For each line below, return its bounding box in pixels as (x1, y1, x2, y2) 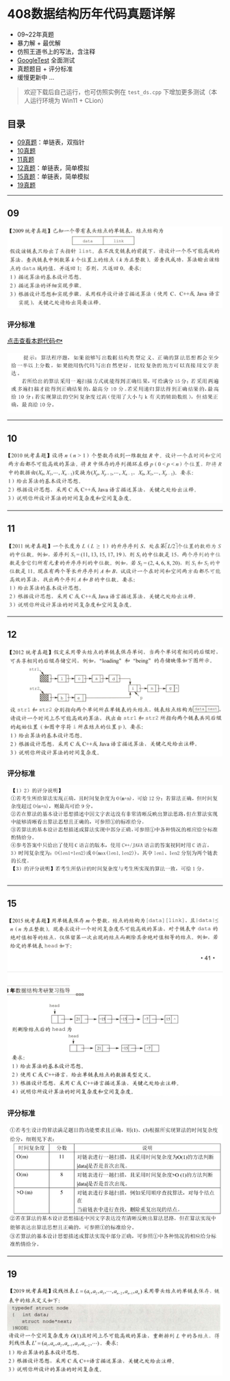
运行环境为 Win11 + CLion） (29, 96, 107, 104)
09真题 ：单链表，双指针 (16, 138, 86, 146)
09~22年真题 (16, 30, 55, 38)
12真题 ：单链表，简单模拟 (16, 163, 90, 172)
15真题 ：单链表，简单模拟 (16, 172, 90, 181)
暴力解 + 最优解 (16, 38, 61, 47)
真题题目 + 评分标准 (16, 65, 73, 73)
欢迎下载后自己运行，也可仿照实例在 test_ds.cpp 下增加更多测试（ (23, 87, 212, 96)
